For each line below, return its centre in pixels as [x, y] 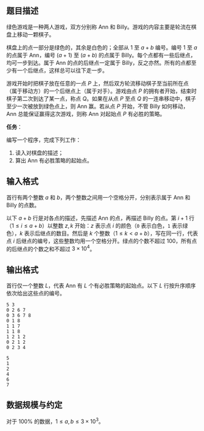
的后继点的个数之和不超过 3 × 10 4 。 [51, 248]
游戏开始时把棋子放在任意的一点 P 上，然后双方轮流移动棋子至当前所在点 [97, 83]
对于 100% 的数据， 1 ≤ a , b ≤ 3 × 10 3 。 [55, 421]
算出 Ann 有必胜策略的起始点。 [54, 160]
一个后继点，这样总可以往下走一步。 [62, 70]
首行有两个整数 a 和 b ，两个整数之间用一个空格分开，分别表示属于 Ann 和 [98, 197]
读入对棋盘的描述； [39, 153]
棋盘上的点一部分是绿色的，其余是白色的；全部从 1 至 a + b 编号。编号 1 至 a [102, 47]
